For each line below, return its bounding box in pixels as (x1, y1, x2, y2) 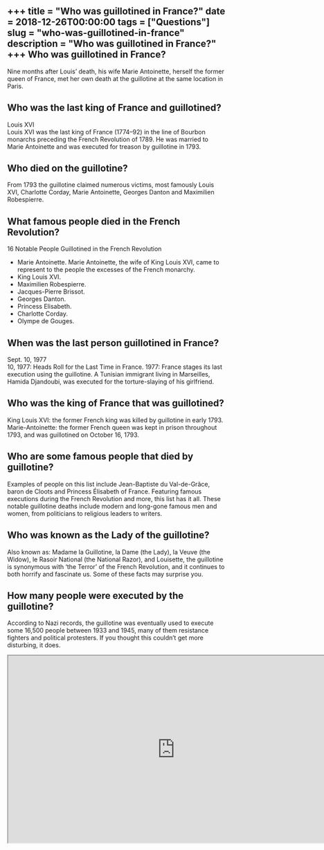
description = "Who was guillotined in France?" (7, 38, 217, 50)
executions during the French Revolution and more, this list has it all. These (7, 494, 222, 503)
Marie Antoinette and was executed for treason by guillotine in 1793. (7, 142, 201, 151)
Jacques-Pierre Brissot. (17, 287, 85, 296)
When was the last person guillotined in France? (7, 337, 219, 349)
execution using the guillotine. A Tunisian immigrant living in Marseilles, (7, 370, 210, 379)
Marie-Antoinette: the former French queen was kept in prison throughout (7, 423, 217, 431)
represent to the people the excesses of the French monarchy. (17, 266, 195, 274)
